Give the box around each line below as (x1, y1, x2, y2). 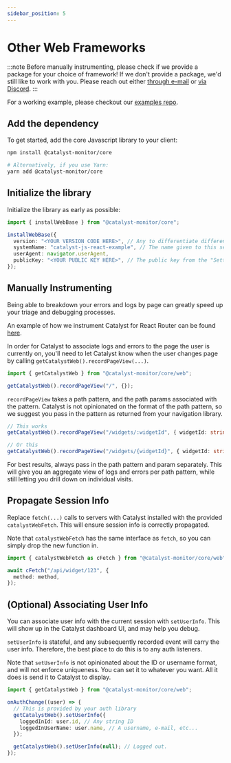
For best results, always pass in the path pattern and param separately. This (7, 461, 222, 468)
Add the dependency (7, 118, 99, 129)
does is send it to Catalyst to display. (7, 673, 111, 682)
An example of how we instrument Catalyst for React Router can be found (7, 321, 216, 329)
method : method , (13, 573, 60, 581)
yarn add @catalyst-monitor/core (7, 168, 103, 176)
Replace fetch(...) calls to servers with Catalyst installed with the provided (7, 513, 223, 521)
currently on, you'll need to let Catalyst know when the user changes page (7, 349, 219, 357)
